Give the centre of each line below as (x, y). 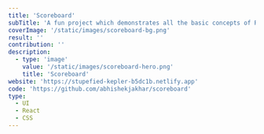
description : (29, 52)
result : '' (26, 37)
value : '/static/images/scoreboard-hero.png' (98, 67)
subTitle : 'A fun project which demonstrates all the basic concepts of (130, 23)
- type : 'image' (42, 60)
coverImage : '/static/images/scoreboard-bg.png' (89, 30)
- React (28, 111)
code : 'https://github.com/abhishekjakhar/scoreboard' (100, 89)
